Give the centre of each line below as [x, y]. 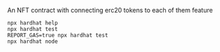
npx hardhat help [33, 23]
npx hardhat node [33, 41]
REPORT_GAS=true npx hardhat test [58, 35]
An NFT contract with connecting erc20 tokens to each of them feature [110, 10]
